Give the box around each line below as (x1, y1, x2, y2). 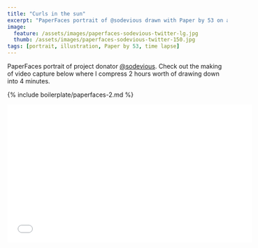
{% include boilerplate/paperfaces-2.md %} (7, 90, 134, 99)
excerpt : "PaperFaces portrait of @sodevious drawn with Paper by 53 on (7, 17, 224, 24)
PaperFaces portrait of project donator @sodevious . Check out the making (7, 62, 222, 70)
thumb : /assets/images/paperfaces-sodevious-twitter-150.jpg (13, 36, 196, 43)
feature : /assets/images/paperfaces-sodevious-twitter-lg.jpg (13, 29, 199, 37)
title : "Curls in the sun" (7, 10, 86, 18)
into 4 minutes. (7, 77, 50, 85)
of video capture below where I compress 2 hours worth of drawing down (7, 69, 220, 78)
